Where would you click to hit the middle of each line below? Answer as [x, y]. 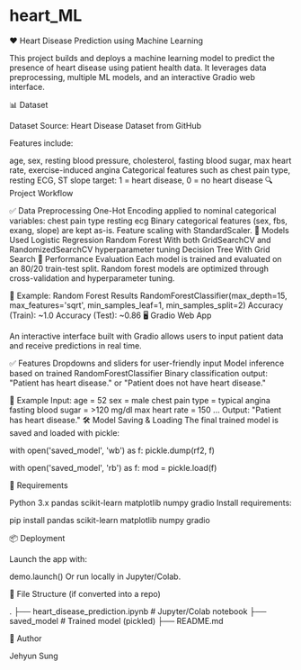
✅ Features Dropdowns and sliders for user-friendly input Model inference [147, 363]
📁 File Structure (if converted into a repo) [85, 593]
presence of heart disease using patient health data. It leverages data [138, 68]
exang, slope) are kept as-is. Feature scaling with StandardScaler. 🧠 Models [149, 230]
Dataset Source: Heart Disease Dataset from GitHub [106, 125]
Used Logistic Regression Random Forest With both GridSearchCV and [140, 240]
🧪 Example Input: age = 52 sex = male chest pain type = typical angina [140, 400]
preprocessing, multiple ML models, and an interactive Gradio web [133, 77]
